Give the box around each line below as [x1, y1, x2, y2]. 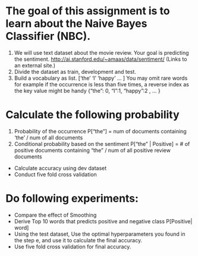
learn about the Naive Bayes [5, 17, 147, 30]
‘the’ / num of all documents [14, 134, 83, 141]
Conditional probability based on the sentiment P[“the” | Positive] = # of [14, 140, 190, 147]
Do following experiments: [5, 192, 139, 205]
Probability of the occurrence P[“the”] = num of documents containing [14, 127, 187, 135]
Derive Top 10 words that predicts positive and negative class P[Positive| [14, 217, 193, 224]
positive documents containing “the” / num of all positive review [14, 146, 171, 154]
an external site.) [14, 61, 56, 69]
